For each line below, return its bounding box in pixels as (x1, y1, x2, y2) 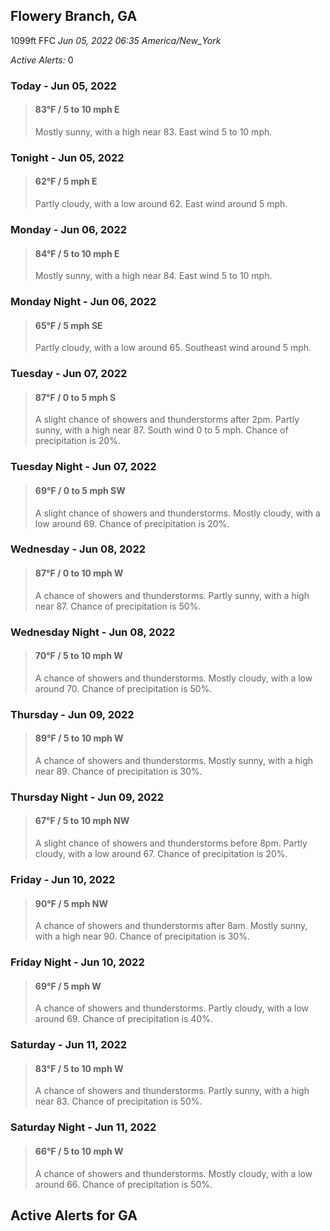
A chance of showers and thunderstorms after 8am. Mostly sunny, (34, 920, 308, 932)
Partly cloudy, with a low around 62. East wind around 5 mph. (34, 198, 288, 210)
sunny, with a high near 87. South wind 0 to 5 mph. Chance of (34, 424, 289, 436)
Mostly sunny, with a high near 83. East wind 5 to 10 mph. (34, 125, 273, 138)
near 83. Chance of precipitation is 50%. (34, 1095, 203, 1108)
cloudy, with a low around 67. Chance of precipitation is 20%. (34, 848, 288, 860)
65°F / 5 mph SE (34, 319, 103, 331)
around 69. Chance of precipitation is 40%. (34, 1013, 213, 1025)
